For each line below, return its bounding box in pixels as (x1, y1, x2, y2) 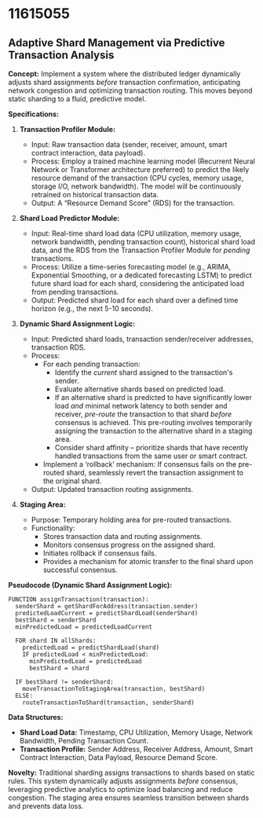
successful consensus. (42, 565, 118, 574)
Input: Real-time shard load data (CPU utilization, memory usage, (31, 229, 242, 238)
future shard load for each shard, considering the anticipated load (31, 279, 245, 288)
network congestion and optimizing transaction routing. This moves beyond (8, 86, 253, 95)
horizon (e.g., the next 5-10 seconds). (31, 304, 153, 313)
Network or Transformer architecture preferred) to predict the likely (31, 165, 250, 174)
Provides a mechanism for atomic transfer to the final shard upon (42, 557, 254, 566)
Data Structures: (8, 713, 64, 721)
